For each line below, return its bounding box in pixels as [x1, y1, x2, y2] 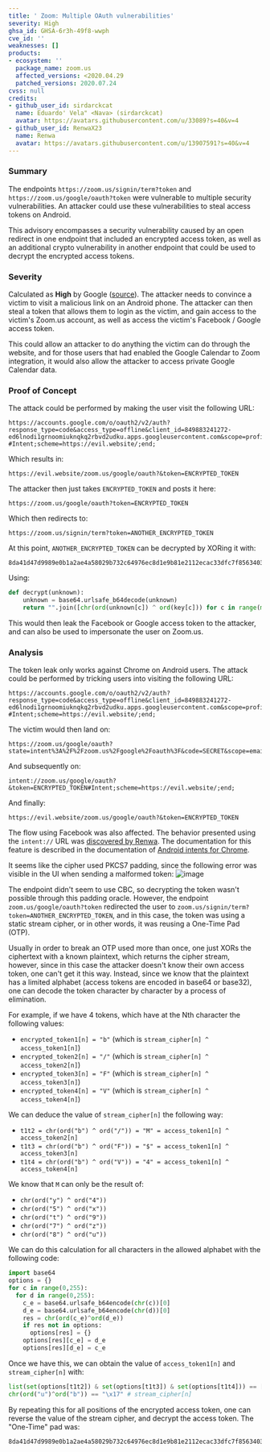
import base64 [8, 1269, 56, 1277]
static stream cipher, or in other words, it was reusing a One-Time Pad [8, 919, 240, 929]
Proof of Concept [8, 385, 77, 396]
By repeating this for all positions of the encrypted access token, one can [8, 1404, 252, 1414]
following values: [8, 1018, 64, 1028]
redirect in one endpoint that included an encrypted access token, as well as [8, 234, 261, 243]
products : [8, 49, 42, 57]
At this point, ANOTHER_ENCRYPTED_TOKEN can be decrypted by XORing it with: [8, 543, 256, 553]
